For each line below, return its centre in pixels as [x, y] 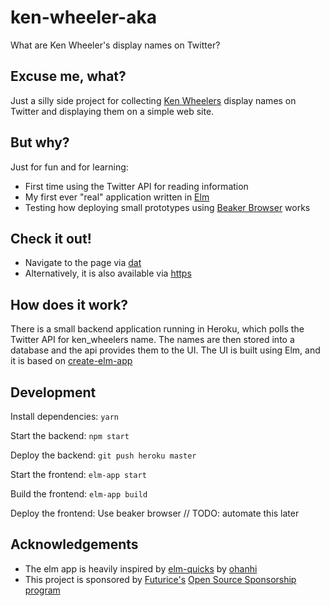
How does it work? [69, 304]
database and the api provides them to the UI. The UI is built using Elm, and [165, 350]
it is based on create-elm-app [71, 361]
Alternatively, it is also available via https [108, 273]
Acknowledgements [74, 544]
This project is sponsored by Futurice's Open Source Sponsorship [160, 579]
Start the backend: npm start [70, 435]
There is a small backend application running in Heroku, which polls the [157, 329]
